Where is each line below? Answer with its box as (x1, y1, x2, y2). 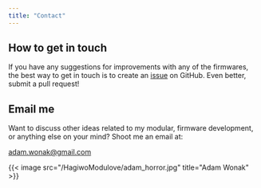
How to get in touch (8, 41, 108, 55)
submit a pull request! (8, 79, 80, 88)
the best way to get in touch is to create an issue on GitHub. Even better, (8, 71, 247, 80)
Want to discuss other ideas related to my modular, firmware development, (8, 123, 254, 133)
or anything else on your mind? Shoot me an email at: (8, 132, 184, 142)
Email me (8, 102, 55, 116)
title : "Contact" (8, 11, 66, 20)
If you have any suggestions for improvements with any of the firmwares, (8, 62, 249, 72)
